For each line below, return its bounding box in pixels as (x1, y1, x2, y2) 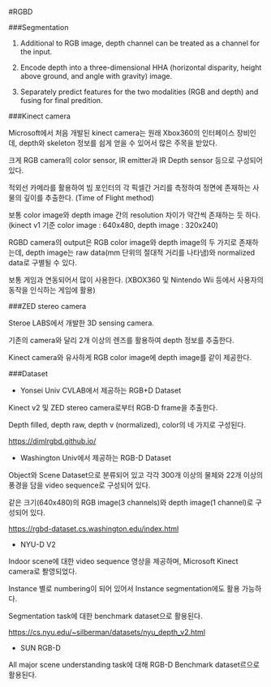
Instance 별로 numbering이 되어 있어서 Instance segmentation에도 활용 (8, 584, 241, 593)
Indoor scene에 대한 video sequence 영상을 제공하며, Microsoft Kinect (8, 556, 239, 566)
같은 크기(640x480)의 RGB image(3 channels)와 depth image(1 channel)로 (8, 498, 254, 507)
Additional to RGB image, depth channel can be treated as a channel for (19, 38, 260, 48)
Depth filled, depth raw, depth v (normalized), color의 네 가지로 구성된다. (8, 420, 246, 429)
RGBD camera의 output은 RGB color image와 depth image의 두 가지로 (8, 238, 238, 247)
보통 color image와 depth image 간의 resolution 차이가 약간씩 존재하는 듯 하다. (8, 210, 261, 220)
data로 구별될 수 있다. (8, 258, 77, 267)
